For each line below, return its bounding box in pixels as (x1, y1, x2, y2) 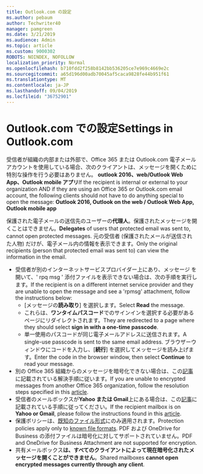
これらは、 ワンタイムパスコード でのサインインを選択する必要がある (24, 309, 195, 316)
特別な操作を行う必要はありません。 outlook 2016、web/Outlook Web (6, 171, 184, 178)
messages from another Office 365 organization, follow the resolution (15, 382, 189, 389)
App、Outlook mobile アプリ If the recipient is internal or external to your (6, 178, 188, 186)
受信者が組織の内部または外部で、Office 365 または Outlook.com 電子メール (6, 155, 197, 163)
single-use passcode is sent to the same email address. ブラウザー (24, 338, 191, 345)
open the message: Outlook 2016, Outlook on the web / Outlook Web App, (6, 198, 195, 205)
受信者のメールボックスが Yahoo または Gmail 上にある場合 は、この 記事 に (15, 395, 198, 402)
